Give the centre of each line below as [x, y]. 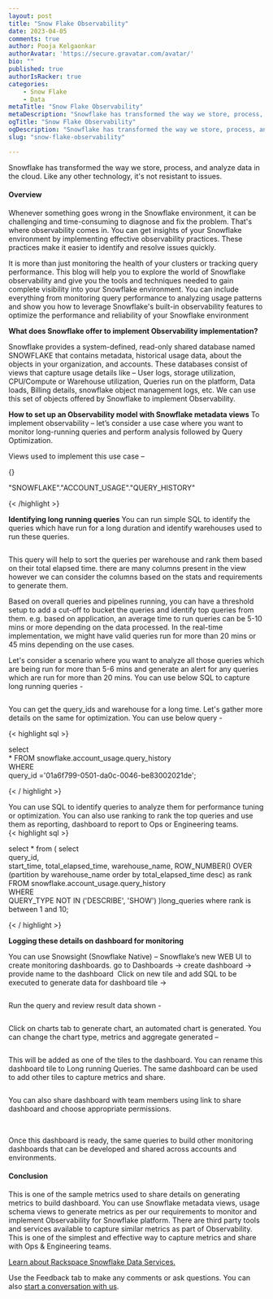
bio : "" [22, 62]
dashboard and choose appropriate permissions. [90, 1108]
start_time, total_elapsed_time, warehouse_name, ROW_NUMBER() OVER [130, 866]
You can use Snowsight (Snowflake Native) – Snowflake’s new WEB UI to [130, 956]
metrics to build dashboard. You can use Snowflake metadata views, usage [134, 1203]
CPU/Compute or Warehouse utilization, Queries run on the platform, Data [132, 381]
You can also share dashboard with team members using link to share [125, 1099]
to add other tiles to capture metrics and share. [87, 1077]
